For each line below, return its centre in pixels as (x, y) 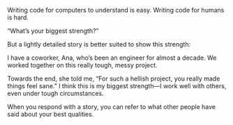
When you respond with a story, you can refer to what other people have (112, 107)
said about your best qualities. (51, 114)
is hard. (18, 17)
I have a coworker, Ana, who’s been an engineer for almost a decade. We (112, 58)
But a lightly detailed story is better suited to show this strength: (99, 44)
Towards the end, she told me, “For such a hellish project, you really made (114, 78)
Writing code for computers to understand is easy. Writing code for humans (116, 10)
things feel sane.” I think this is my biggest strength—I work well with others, (117, 86)
